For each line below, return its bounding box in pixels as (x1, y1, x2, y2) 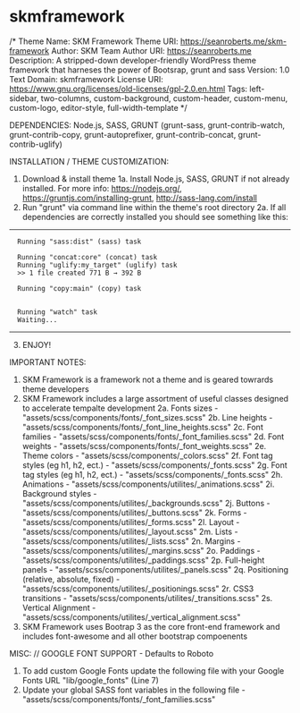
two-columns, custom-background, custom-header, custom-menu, (40, 92, 288, 104)
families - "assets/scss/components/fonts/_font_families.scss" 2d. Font (21, 431, 285, 442)
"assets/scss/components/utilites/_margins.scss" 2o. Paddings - (21, 545, 261, 556)
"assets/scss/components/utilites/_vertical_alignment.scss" (21, 611, 241, 623)
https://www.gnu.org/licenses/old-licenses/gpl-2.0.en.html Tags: (9, 83, 248, 94)
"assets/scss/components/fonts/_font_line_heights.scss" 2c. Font (21, 421, 263, 432)
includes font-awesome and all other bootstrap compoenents (21, 631, 248, 641)
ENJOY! (21, 339, 52, 350)
